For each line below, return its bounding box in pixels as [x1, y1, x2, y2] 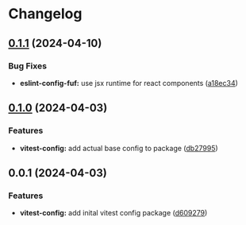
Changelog [8, 5, 83, 23]
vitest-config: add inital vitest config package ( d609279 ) [19, 208, 208, 218]
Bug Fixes [8, 60, 48, 72]
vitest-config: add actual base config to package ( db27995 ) [19, 143, 218, 153]
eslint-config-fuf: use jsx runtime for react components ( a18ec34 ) [19, 78, 238, 87]
